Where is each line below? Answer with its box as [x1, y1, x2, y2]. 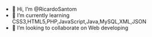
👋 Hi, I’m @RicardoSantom [11, 6, 77, 12]
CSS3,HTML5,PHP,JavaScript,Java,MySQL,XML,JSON [11, 18, 147, 25]
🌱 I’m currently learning [11, 12, 70, 19]
